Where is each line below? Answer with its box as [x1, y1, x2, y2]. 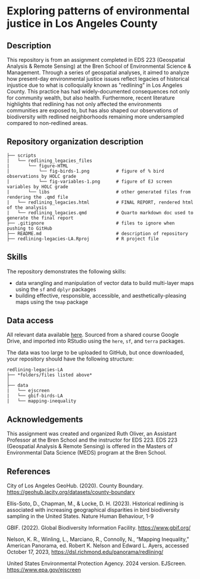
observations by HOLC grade [7, 173, 77, 179]
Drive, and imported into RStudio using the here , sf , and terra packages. [7, 337, 185, 345]
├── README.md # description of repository [7, 230, 188, 236]
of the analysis [7, 204, 47, 211]
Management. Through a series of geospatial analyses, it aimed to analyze [7, 69, 189, 76]
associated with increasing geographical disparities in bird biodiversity [7, 506, 180, 514]
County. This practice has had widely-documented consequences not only [7, 88, 190, 95]
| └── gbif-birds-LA [7, 393, 63, 399]
